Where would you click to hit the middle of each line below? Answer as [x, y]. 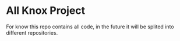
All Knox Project [46, 11]
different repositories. [32, 32]
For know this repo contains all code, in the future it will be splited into [90, 27]
